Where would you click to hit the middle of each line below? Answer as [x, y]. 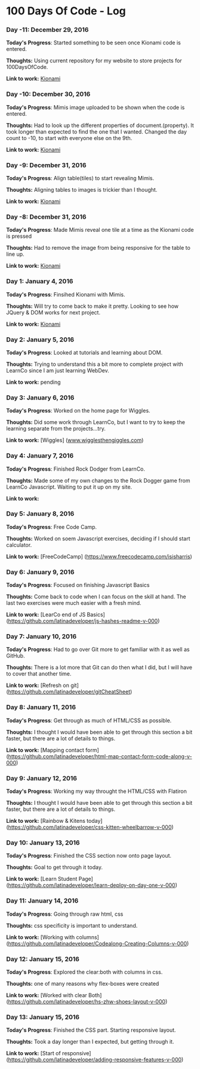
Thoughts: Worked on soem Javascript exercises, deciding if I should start [98, 538]
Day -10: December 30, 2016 [48, 94]
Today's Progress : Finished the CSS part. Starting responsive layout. [91, 1030]
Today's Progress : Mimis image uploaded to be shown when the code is [96, 107]
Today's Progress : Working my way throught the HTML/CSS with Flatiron [96, 791]
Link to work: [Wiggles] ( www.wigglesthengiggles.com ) [75, 440]
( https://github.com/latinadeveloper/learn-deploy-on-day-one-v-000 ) [92, 885]
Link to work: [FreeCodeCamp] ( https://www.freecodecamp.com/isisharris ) [99, 556]
